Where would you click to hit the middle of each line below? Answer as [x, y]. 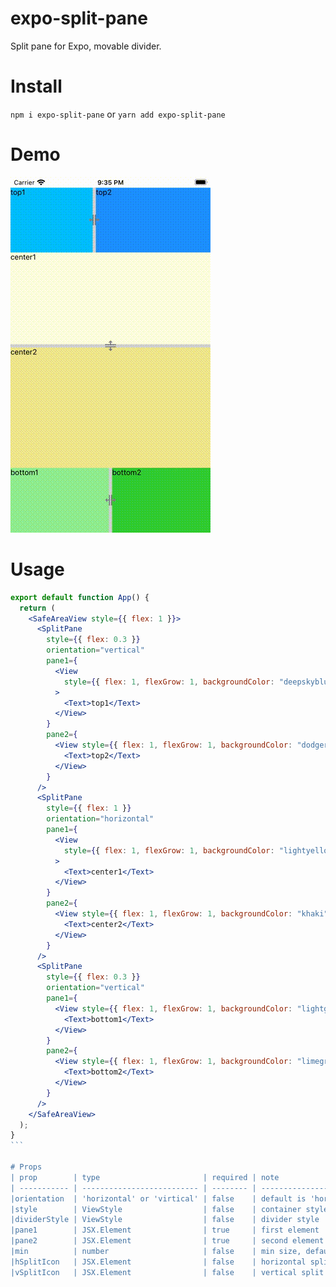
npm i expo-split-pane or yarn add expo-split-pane [118, 114]
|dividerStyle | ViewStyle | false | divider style [165, 1220]
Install [36, 86]
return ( [37, 608]
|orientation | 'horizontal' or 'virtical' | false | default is [158, 1198]
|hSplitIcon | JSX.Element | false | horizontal [158, 1262]
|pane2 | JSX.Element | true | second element [167, 1241]
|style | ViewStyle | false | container [156, 1209]
